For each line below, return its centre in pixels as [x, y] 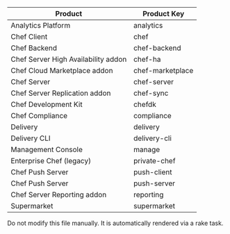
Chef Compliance [39, 116]
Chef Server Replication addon [61, 93]
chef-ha [147, 59]
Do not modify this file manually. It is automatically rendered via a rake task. [115, 223]
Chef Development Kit [47, 105]
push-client [153, 172]
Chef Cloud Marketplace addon [62, 70]
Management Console [47, 150]
